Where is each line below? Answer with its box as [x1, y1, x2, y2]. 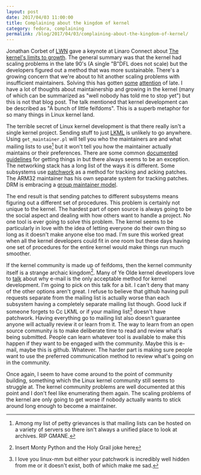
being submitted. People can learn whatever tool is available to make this [6, 334, 186, 341]
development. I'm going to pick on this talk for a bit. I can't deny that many [6, 282, 190, 289]
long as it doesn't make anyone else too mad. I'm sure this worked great [6, 231, 184, 238]
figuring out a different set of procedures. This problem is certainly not [6, 199, 181, 206]
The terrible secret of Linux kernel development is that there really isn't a [6, 123, 185, 130]
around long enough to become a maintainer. [6, 403, 117, 410]
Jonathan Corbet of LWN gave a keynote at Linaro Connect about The [6, 47, 179, 55]
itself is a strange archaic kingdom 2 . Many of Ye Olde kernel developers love [6, 268, 195, 276]
